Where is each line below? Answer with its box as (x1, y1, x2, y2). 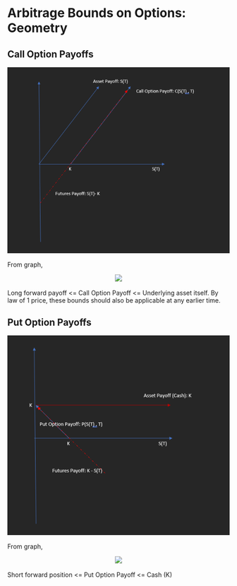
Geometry (7, 20, 68, 36)
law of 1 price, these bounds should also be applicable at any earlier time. (7, 295, 221, 305)
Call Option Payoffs (7, 48, 94, 60)
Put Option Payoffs (7, 317, 92, 329)
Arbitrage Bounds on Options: (7, 5, 186, 21)
